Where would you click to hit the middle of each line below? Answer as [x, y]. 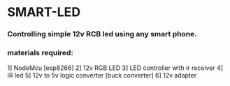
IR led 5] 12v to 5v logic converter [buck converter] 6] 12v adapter [102, 76]
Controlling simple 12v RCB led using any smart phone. [102, 34]
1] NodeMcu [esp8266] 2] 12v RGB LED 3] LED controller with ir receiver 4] [115, 68]
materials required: [40, 53]
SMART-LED [44, 12]
